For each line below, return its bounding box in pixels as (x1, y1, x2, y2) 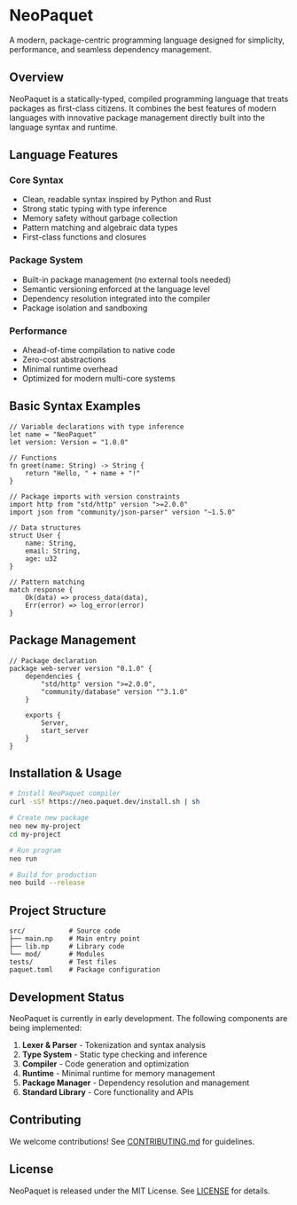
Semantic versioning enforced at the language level (21, 283, 210, 294)
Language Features (9, 147, 119, 162)
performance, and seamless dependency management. (9, 43, 212, 54)
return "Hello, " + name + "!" (25, 469, 141, 477)
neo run (9, 854, 38, 863)
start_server (41, 726, 90, 735)
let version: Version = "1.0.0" (9, 437, 129, 446)
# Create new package (9, 814, 90, 823)
